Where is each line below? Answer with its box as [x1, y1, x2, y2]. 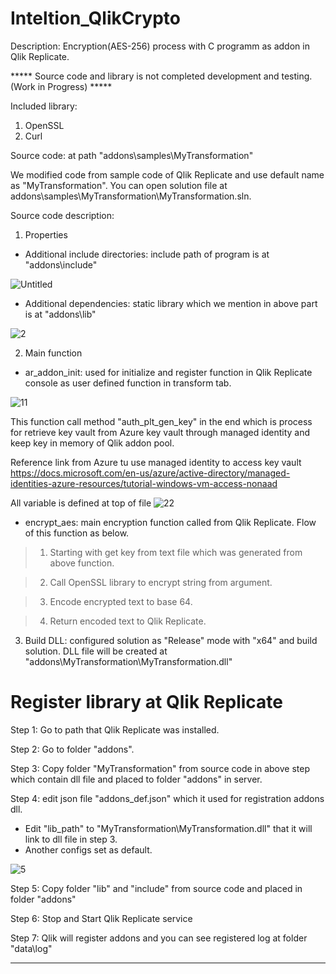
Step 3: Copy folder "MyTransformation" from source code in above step [10, 762, 310, 774]
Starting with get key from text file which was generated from [49, 546, 303, 558]
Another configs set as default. [24, 843, 153, 856]
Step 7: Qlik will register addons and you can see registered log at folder [10, 932, 308, 944]
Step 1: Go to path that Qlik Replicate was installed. [10, 723, 220, 736]
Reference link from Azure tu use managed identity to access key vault [10, 456, 302, 468]
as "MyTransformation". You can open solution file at [10, 179, 228, 191]
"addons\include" [24, 258, 98, 271]
